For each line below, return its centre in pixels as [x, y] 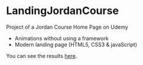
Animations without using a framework [62, 38]
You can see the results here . [42, 56]
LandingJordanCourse [63, 11]
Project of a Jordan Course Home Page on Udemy [67, 27]
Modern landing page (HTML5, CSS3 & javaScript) [76, 45]
